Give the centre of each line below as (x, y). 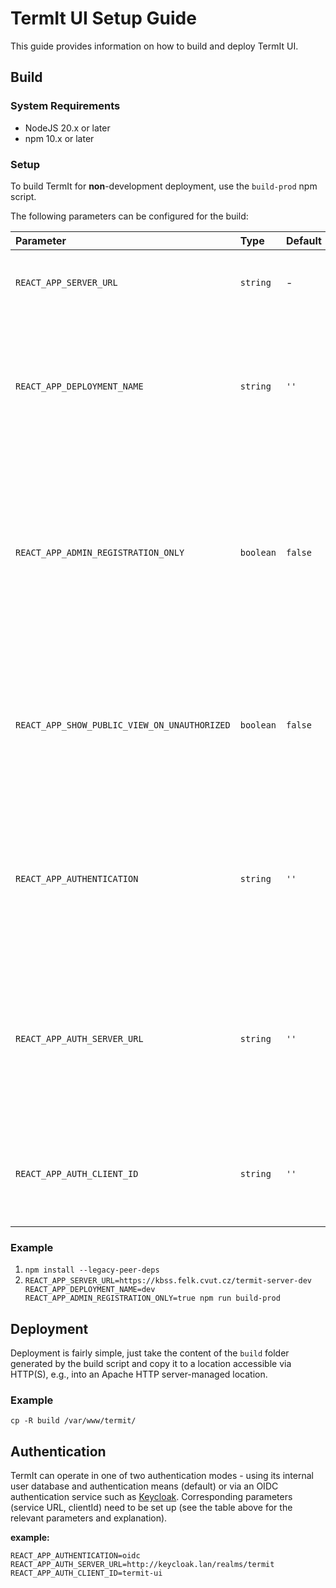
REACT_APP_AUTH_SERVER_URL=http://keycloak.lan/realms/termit (142, 1565)
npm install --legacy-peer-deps (92, 1270)
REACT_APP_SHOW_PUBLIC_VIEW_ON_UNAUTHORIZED (123, 725)
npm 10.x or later (59, 138)
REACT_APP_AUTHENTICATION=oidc (75, 1556)
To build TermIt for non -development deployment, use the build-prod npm (164, 186)
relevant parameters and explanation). (89, 1518)
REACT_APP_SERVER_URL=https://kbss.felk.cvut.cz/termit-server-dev (168, 1281)
